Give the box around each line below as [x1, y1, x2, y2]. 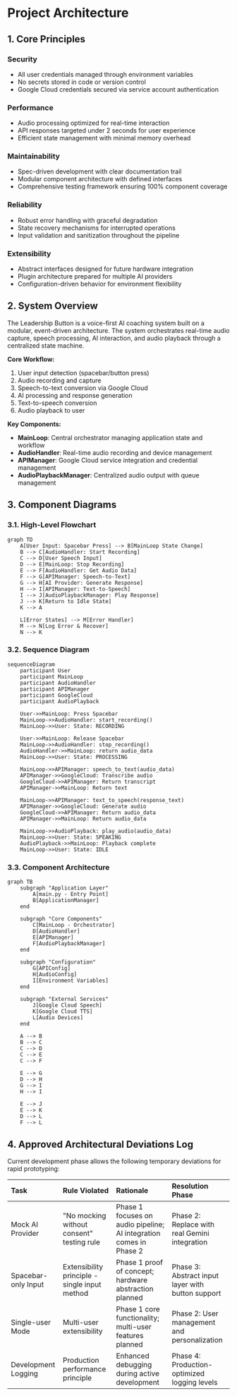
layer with [171, 1279, 205, 1289]
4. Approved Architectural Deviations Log [7, 1138, 194, 1151]
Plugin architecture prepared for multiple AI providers [17, 272, 173, 281]
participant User [20, 667, 71, 674]
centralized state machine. [7, 341, 85, 350]
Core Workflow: [7, 355, 55, 363]
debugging [116, 1359, 152, 1369]
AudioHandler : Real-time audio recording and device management [17, 448, 212, 456]
